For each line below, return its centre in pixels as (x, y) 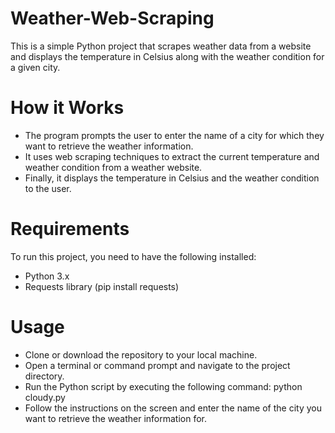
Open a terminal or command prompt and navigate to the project (157, 365)
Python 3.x (47, 276)
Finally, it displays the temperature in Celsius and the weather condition (172, 178)
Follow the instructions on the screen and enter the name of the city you (173, 408)
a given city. (35, 67)
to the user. (48, 188)
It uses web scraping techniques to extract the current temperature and (172, 156)
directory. (44, 376)
